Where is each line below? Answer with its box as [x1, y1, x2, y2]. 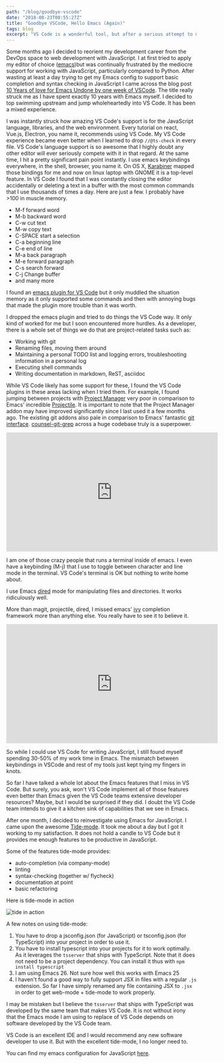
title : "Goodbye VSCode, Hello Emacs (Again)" [6, 20, 126, 26]
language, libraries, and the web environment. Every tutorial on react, [6, 124, 179, 131]
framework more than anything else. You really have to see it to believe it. [6, 612, 189, 620]
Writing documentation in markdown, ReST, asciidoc [14, 370, 146, 378]
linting [14, 866, 31, 873]
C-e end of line [14, 245, 53, 252]
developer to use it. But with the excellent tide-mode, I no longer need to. [6, 1038, 188, 1045]
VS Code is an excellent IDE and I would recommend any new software [6, 1032, 183, 1039]
